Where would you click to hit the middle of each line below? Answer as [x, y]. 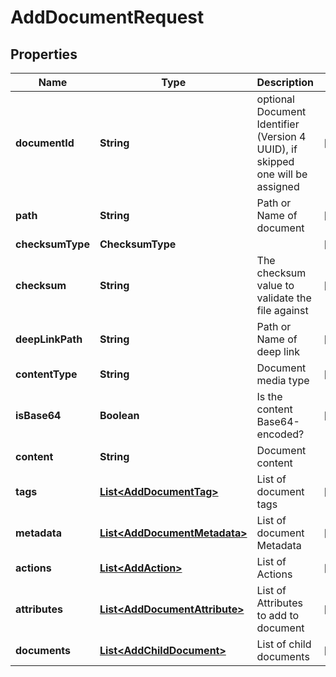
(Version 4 [281, 136]
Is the [269, 396]
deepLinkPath [49, 339]
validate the [284, 298]
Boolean [119, 415]
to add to [278, 615]
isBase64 [38, 415]
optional [275, 99]
